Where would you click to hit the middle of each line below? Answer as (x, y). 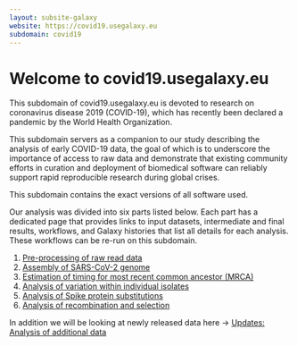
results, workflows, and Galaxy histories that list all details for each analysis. (149, 231)
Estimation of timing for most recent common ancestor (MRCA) (138, 277)
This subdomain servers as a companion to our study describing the (135, 139)
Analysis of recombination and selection (96, 306)
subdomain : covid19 (45, 34)
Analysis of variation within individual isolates (106, 286)
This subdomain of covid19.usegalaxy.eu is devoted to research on (132, 103)
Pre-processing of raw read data (82, 258)
